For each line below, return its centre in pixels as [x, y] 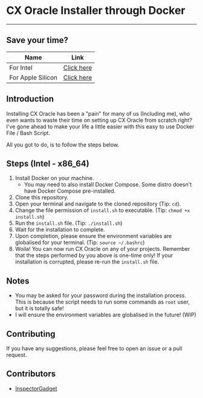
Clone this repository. [42, 197]
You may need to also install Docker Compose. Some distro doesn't [108, 185]
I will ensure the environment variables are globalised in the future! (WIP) [105, 315]
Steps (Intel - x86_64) [48, 163]
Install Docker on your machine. [55, 178]
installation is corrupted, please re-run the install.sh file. [87, 262]
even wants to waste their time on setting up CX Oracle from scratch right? [99, 120]
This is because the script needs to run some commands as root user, [102, 302]
